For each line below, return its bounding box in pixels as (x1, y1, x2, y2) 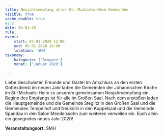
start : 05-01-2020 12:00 (14, 39, 65, 44)
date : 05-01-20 (5, 25, 36, 30)
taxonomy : (5, 52, 26, 58)
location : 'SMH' (14, 48, 48, 53)
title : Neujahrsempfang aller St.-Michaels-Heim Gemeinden (5, 7, 129, 12)
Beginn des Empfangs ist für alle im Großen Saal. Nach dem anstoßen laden (5, 95, 159, 101)
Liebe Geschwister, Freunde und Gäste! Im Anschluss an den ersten (5, 79, 142, 86)
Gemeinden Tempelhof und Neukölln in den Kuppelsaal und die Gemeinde (5, 106, 155, 112)
